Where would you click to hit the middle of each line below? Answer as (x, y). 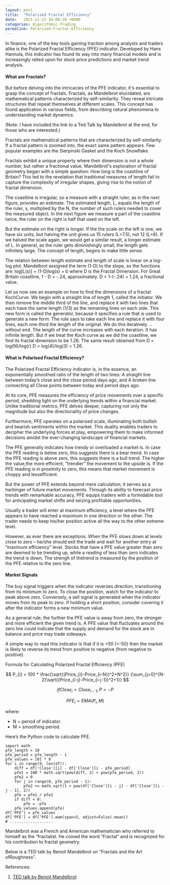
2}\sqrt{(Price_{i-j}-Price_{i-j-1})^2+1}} (82, 680)
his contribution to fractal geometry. (43, 842)
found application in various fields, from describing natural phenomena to (82, 109)
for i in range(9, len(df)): (36, 764)
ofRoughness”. (21, 857)
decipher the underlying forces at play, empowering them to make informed (84, 432)
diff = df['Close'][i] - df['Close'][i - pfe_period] (72, 769)
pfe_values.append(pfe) (40, 808)
